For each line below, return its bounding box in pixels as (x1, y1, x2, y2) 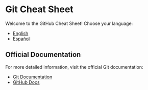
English (12, 30, 29, 36)
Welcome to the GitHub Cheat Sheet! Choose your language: (5, 20, 133, 26)
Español (12, 36, 30, 42)
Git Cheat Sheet (5, 4, 74, 15)
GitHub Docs (12, 79, 40, 85)
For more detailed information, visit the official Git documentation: (5, 64, 144, 70)
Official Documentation (5, 50, 81, 59)
